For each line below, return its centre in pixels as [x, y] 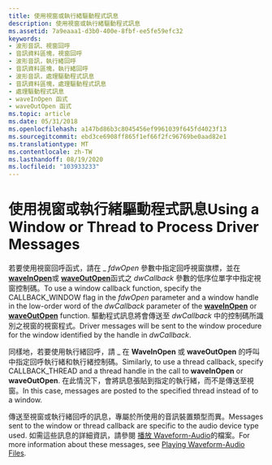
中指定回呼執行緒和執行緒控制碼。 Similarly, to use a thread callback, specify [136, 362]
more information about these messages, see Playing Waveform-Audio [127, 445]
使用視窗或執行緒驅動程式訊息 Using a [134, 210]
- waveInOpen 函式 [38, 99]
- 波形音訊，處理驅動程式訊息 [52, 76]
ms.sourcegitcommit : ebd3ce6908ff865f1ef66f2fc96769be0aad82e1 [118, 136]
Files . [17, 453]
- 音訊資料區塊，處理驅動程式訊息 [58, 84]
